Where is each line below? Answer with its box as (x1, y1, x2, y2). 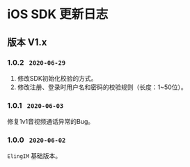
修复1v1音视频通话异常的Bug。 (7, 118, 95, 126)
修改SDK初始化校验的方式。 (17, 74, 97, 82)
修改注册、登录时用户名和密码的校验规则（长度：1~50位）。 (17, 83, 187, 91)
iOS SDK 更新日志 (7, 6, 109, 22)
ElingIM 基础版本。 (7, 152, 62, 160)
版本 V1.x (7, 36, 47, 48)
